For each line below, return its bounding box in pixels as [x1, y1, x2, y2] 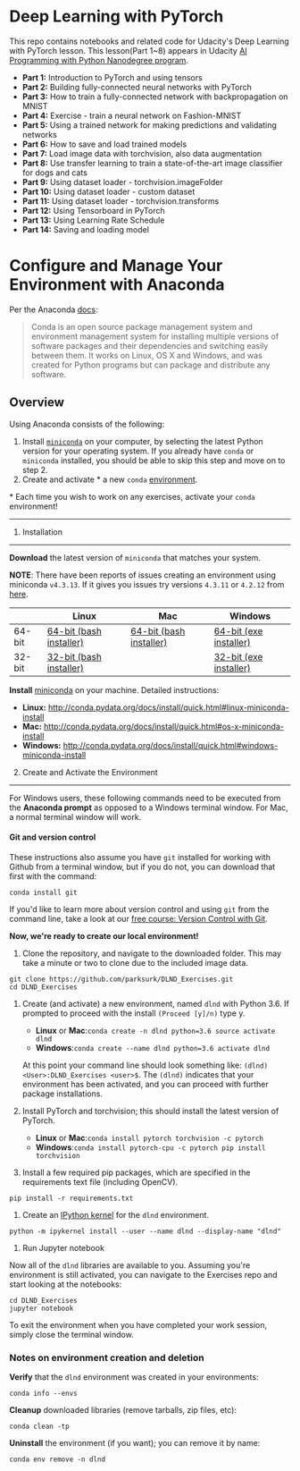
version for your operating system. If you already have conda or [21, 445, 254, 456]
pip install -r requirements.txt [9, 1194, 134, 1203]
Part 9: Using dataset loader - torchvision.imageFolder [21, 176, 223, 187]
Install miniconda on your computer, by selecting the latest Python [21, 435, 263, 446]
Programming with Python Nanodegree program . [9, 55, 189, 65]
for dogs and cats [21, 167, 87, 178]
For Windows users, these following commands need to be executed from [9, 792, 281, 803]
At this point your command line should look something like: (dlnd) [21, 1060, 269, 1070]
